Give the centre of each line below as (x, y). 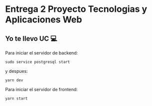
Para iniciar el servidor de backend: (42, 53)
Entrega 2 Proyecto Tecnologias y (76, 9)
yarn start (16, 99)
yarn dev (14, 80)
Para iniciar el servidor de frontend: (42, 89)
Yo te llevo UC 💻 (31, 38)
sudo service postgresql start (38, 62)
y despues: (17, 71)
